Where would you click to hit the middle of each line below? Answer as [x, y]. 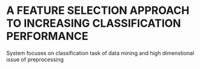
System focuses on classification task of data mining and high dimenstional [100, 53]
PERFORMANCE [47, 36]
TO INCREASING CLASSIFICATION [94, 23]
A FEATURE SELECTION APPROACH [98, 11]
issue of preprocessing [35, 59]
